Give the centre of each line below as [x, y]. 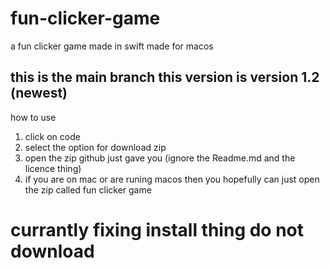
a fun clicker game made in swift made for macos [112, 46]
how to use [33, 117]
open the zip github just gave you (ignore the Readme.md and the [160, 158]
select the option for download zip [95, 147]
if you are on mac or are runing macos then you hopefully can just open [172, 179]
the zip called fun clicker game [88, 189]
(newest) [39, 93]
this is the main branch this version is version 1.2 [165, 77]
